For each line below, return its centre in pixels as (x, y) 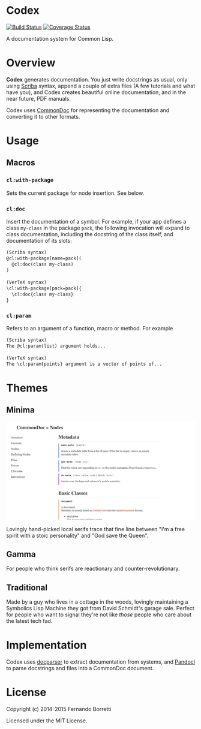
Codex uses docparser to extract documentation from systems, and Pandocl (100, 662)
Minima (20, 410)
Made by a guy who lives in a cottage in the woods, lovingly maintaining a (97, 602)
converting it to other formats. (43, 116)
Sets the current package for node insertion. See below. (75, 193)
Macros (21, 163)
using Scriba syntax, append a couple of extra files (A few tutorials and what (101, 86)
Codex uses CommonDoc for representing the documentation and (88, 110)
